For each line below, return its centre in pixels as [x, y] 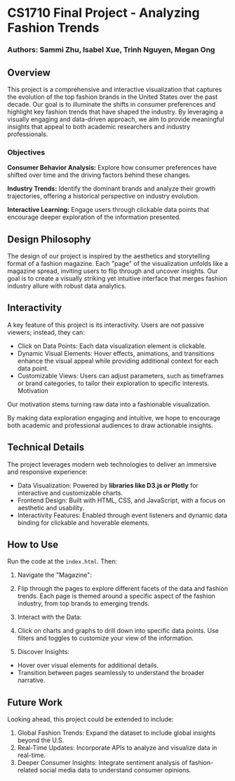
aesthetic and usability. [51, 507]
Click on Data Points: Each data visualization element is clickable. [112, 346]
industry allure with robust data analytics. [67, 286]
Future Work [35, 702]
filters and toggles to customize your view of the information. [106, 638]
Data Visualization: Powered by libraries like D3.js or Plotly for [108, 485]
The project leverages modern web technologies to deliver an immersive [112, 464]
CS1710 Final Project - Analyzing [103, 13]
